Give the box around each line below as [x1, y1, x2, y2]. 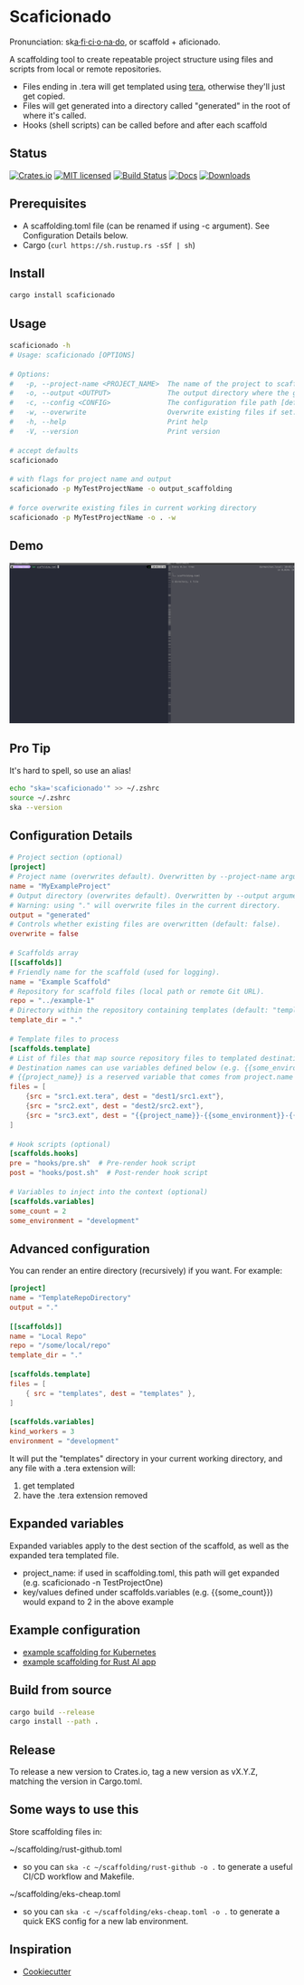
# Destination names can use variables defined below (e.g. [9, 1063, 242, 1073]
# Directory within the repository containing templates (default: [9, 1006, 270, 1016]
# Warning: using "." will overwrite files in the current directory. [9, 901, 281, 910]
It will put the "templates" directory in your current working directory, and [9, 1453, 283, 1464]
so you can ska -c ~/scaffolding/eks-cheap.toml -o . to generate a [22, 1905, 280, 1917]
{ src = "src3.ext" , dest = [25, 1111, 128, 1120]
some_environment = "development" [9, 1216, 140, 1225]
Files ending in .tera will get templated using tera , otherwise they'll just [22, 81, 286, 92]
